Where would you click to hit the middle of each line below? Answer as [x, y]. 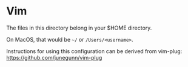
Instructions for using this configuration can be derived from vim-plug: [94, 51]
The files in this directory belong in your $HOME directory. [79, 28]
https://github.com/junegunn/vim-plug [54, 57]
